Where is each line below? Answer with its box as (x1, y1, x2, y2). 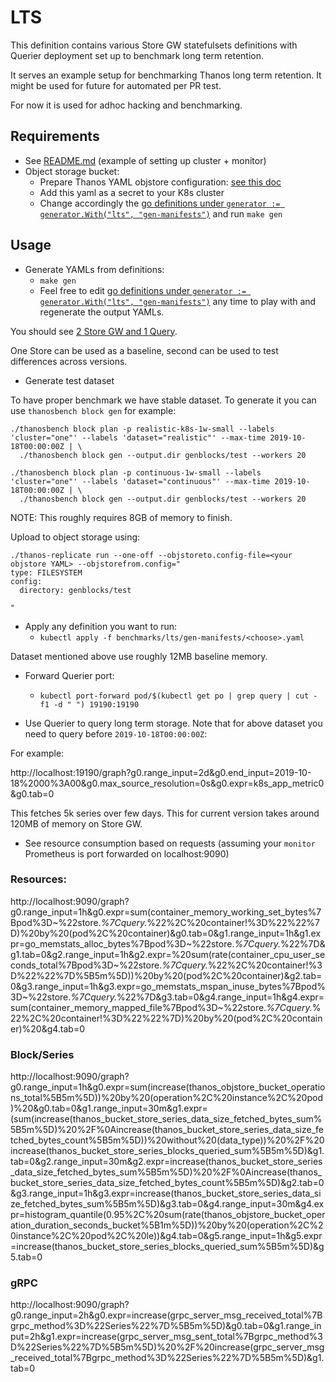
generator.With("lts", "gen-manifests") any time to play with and (39, 295, 317, 307)
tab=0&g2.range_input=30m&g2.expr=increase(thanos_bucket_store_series (10, 1156, 323, 1168)
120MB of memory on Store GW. (10, 817, 143, 830)
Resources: (10, 872, 67, 886)
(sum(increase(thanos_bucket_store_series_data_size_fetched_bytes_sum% (10, 1113, 323, 1125)
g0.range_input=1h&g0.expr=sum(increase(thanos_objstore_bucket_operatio (10, 1081, 326, 1093)
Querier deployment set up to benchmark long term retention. (10, 49, 264, 61)
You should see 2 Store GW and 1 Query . (10, 325, 178, 337)
